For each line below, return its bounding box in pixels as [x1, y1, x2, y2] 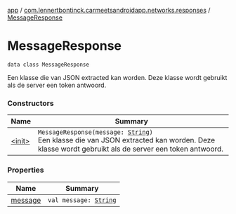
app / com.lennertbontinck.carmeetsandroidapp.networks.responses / [7, 6, 211, 14]
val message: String [48, 196, 117, 204]
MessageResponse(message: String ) [37, 128, 153, 136]
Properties [7, 165, 44, 175]
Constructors [7, 98, 54, 108]
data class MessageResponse [7, 61, 90, 68]
